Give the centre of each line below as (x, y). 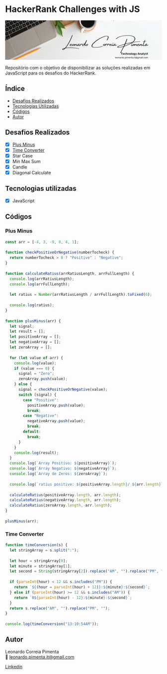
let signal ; (22, 326)
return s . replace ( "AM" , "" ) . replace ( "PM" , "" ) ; (60, 608)
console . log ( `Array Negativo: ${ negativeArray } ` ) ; (63, 469)
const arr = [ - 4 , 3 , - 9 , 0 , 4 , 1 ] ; (42, 242)
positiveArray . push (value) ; (56, 405)
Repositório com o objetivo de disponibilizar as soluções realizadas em (78, 67)
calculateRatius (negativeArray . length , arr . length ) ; (65, 500)
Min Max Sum (26, 161)
